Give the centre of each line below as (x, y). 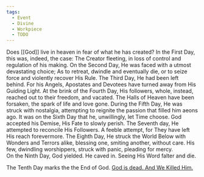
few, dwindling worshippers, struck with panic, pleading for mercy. (90, 150)
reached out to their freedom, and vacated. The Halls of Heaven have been (100, 98)
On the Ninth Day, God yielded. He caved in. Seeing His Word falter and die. (101, 156)
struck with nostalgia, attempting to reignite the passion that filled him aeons (102, 110)
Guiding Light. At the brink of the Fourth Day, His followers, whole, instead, (100, 91)
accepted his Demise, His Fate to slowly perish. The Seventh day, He (93, 123)
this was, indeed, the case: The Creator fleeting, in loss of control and (94, 59)
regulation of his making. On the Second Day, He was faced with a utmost (99, 65)
